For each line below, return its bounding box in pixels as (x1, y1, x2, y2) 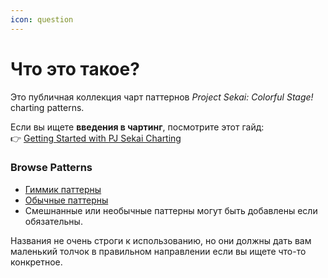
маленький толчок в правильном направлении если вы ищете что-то (10, 245, 307, 257)
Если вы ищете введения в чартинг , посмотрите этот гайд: (10, 121, 265, 133)
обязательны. (24, 215, 83, 227)
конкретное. (10, 256, 63, 268)
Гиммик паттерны (24, 183, 102, 195)
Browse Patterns (10, 161, 93, 175)
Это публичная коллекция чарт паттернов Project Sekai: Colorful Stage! (10, 91, 314, 103)
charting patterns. (10, 101, 85, 113)
